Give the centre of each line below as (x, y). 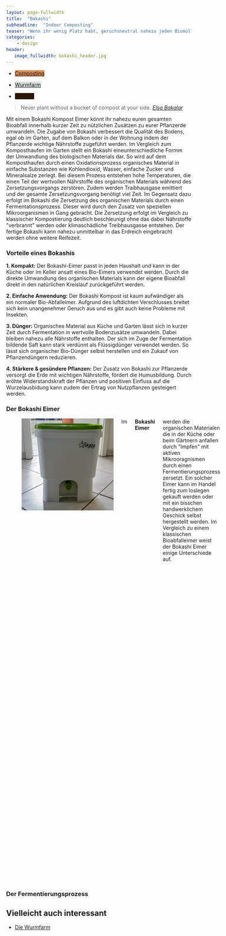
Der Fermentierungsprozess (47, 894)
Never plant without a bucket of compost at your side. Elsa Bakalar (102, 107)
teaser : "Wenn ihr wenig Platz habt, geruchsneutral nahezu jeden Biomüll (100, 31)
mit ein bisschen (182, 503)
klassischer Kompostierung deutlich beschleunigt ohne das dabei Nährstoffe (99, 219)
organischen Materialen (191, 428)
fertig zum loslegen (186, 491)
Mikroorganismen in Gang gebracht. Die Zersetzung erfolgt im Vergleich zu (97, 212)
